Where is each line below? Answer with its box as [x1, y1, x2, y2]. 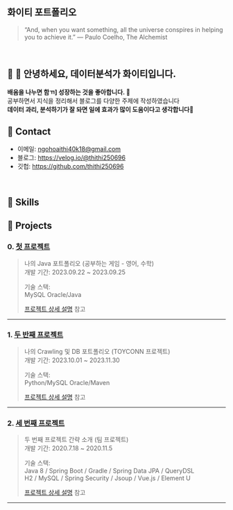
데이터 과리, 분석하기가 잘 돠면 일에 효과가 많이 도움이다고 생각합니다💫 [7, 105, 194, 113]
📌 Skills [7, 196, 40, 208]
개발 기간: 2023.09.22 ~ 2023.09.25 [24, 268, 126, 276]
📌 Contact [7, 126, 51, 137]
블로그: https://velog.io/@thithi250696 [17, 153, 126, 162]
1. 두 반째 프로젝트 [7, 330, 64, 340]
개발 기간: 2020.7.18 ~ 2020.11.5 [24, 444, 113, 452]
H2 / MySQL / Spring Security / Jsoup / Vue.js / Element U [24, 474, 191, 482]
